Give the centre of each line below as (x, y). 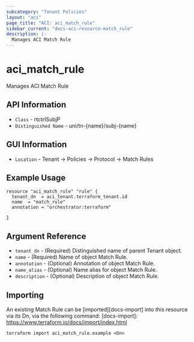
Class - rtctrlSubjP (38, 119)
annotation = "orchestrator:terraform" (62, 208)
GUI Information (37, 145)
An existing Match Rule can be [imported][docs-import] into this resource (97, 309)
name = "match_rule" (39, 202)
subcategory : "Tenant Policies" (47, 12)
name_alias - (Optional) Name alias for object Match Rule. (86, 270)
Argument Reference (46, 236)
